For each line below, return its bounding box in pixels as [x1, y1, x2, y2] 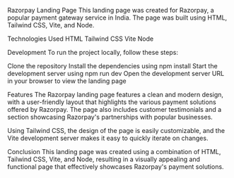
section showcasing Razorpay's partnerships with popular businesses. [7, 113, 213, 121]
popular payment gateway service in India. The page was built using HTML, [7, 13, 228, 22]
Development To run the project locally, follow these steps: [7, 49, 179, 56]
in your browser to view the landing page [7, 77, 127, 85]
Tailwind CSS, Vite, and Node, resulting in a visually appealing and [7, 155, 200, 163]
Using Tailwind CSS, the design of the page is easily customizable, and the [7, 127, 225, 134]
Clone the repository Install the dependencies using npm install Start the [7, 62, 218, 70]
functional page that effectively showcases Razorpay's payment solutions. [7, 163, 224, 171]
